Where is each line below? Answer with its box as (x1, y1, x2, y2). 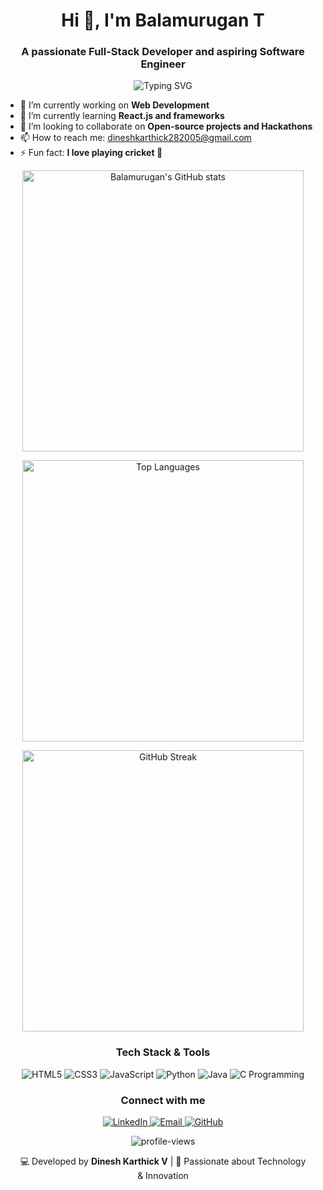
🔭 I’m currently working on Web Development (19, 99, 210, 111)
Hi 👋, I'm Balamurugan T (61, 9, 265, 32)
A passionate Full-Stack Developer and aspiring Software (21, 45, 305, 59)
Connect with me (120, 1093, 206, 1107)
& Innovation (137, 1170, 189, 1182)
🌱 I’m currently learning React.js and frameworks (19, 110, 225, 122)
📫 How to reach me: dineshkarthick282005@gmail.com (19, 132, 252, 144)
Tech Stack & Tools (115, 1045, 211, 1059)
